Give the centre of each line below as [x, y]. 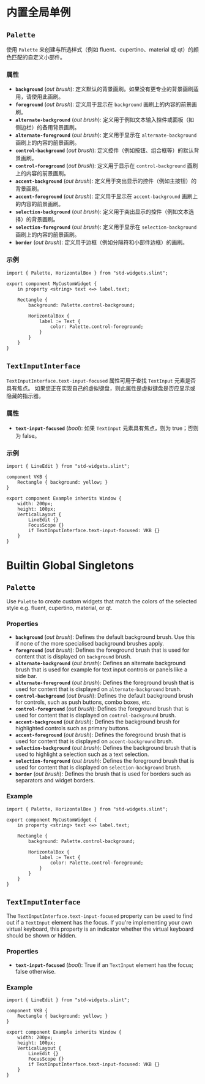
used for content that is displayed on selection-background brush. [98, 768]
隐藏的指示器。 [25, 396]
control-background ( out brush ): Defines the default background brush [104, 696]
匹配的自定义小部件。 [38, 57]
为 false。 [28, 435]
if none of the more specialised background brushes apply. [89, 644]
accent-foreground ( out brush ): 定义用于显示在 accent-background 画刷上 [106, 196]
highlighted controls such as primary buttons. [73, 728]
